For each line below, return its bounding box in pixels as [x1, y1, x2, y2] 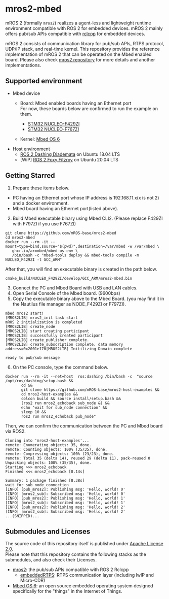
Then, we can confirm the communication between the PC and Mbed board [5, 422, 163, 429]
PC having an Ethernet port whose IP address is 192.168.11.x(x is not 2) [12, 194, 159, 201]
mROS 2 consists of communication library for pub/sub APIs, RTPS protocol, [5, 40, 164, 46]
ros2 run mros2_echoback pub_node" [21, 414, 96, 419]
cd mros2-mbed [5, 235, 35, 240]
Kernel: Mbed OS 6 [20, 136, 60, 142]
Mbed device [12, 90, 40, 96]
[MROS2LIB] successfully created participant [5, 333, 103, 338]
